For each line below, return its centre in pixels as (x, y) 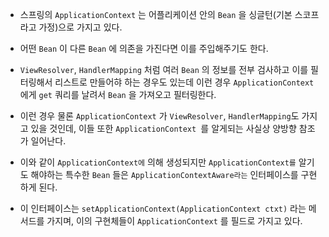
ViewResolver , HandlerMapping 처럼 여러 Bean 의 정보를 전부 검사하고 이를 (164, 69)
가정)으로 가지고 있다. (80, 27)
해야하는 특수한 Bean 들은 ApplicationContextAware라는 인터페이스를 (164, 174)
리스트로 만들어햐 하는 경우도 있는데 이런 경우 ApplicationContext (184, 82)
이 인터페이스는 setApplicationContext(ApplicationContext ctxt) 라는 (163, 208)
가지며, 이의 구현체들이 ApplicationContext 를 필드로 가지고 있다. (174, 221)
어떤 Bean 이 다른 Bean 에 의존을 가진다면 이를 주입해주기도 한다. (144, 48)
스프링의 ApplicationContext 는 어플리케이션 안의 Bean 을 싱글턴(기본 (156, 14)
